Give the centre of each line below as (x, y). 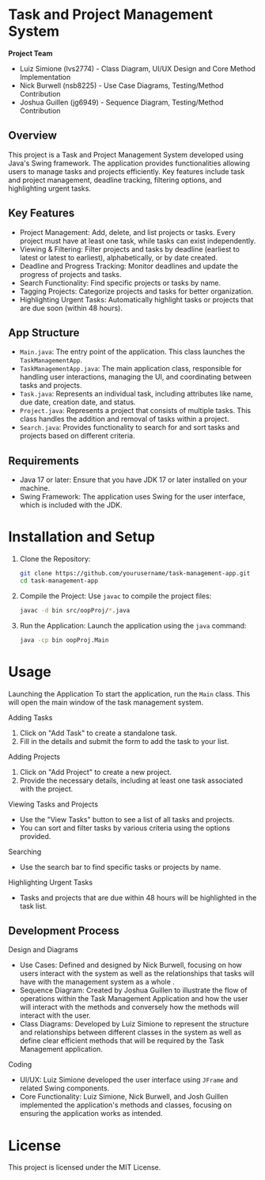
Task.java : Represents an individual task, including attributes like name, (136, 394)
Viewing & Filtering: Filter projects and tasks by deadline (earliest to (129, 249)
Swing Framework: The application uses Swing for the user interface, (132, 497)
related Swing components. (64, 1088)
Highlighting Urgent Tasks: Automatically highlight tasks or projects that (136, 299)
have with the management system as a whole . (97, 982)
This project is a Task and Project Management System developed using (126, 154)
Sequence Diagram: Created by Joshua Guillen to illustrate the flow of (133, 990)
